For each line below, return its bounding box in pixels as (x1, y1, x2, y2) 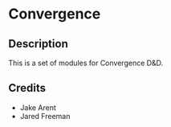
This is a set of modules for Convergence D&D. (8, 58, 164, 68)
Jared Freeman (19, 111, 71, 121)
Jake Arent (19, 102, 56, 113)
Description (8, 37, 68, 51)
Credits (8, 81, 47, 95)
